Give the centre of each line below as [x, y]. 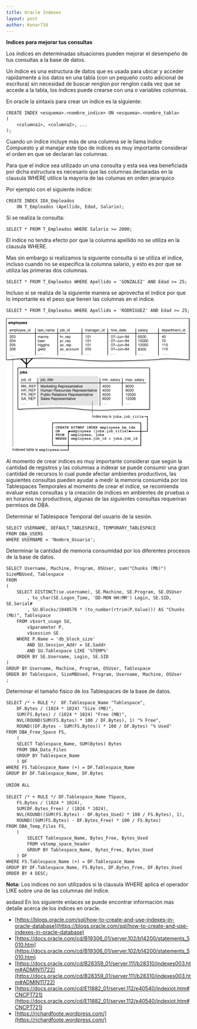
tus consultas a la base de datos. [46, 60]
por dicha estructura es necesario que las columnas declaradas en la [89, 172]
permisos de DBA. [28, 505]
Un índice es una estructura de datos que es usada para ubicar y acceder [95, 71]
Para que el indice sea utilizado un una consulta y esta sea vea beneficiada [97, 165]
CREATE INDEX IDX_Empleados [40, 201]
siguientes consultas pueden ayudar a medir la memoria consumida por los [97, 480]
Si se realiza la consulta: [35, 218]
